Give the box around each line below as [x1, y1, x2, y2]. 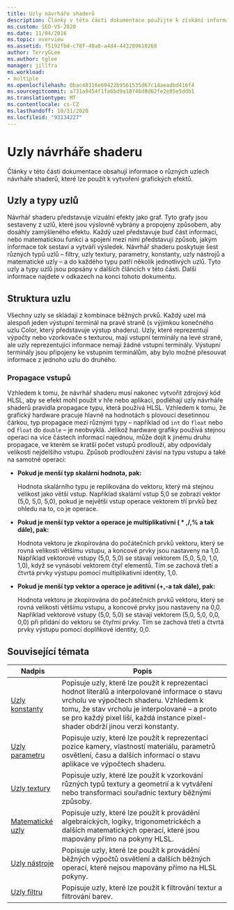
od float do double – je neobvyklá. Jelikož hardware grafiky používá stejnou [7, 426, 226, 434]
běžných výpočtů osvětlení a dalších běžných [61, 854, 211, 864]
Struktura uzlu [7, 292, 71, 304]
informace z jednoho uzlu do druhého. [7, 356, 117, 364]
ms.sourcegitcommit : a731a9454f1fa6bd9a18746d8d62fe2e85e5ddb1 [7, 88, 195, 95]
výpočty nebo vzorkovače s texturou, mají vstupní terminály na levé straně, [7, 333, 223, 342]
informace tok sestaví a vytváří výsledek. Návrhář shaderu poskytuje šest [7, 243, 219, 251]
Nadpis [20, 667, 45, 676]
